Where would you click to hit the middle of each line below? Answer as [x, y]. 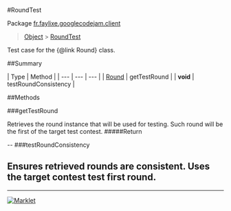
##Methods [23, 97]
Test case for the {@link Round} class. [61, 50]
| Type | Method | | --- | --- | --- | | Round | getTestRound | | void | [101, 77]
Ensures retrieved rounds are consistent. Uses [109, 167]
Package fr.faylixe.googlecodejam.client [64, 23]
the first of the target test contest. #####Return [75, 131]
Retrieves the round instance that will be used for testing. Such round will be [115, 124]
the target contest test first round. [82, 178]
